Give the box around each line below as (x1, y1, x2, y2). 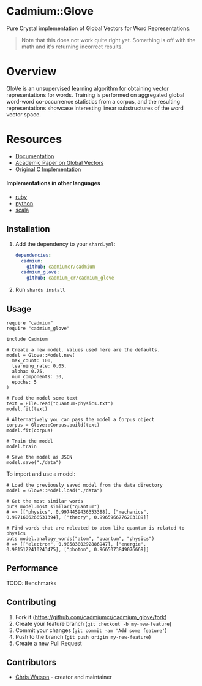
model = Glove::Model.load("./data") (6, 487, 103, 494)
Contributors (6, 657, 57, 668)
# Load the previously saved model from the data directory (6, 482, 163, 489)
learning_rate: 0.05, (12, 363, 67, 369)
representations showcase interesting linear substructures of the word (6, 104, 184, 112)
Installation (6, 224, 50, 234)
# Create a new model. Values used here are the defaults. (6, 347, 160, 353)
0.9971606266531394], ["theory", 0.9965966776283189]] (6, 514, 149, 520)
